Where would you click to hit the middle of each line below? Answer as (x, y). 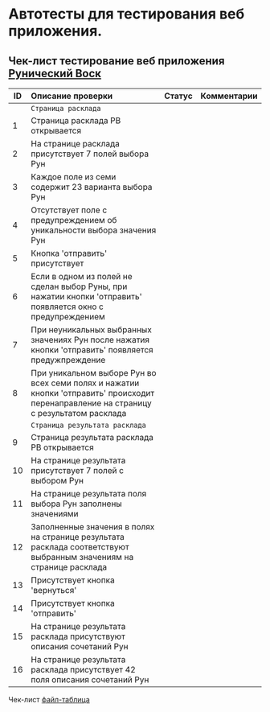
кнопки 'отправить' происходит (93, 393)
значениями (55, 514)
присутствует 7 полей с (78, 470)
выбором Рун (57, 481)
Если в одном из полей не (82, 276)
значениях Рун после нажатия (90, 340)
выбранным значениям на (82, 557)
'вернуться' (54, 590)
